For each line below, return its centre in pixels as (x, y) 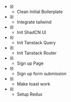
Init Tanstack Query (36, 42)
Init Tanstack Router (37, 53)
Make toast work (34, 84)
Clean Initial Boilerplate (40, 12)
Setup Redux (29, 94)
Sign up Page (30, 63)
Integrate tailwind (34, 22)
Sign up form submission (42, 74)
